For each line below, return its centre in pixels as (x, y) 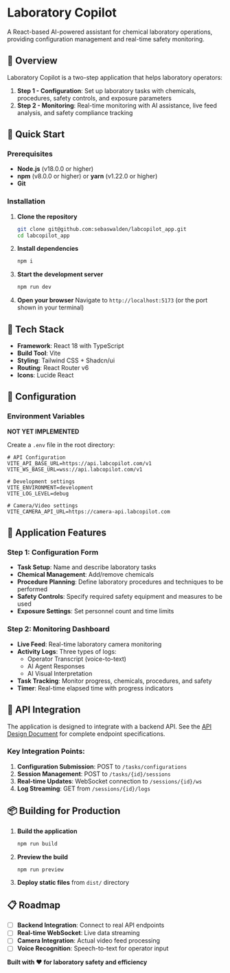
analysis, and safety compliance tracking (75, 112)
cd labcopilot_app (43, 236)
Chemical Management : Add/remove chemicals (85, 575)
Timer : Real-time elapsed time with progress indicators (95, 688)
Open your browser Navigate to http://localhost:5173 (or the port (112, 300)
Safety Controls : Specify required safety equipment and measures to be (120, 597)
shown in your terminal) (50, 307)
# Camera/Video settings (43, 505)
